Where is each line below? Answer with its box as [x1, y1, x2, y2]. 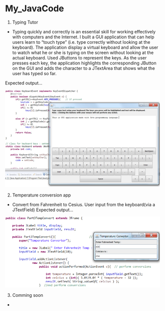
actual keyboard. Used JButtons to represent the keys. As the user [12, 55, 147, 60]
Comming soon [12, 292, 43, 298]
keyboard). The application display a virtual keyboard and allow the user [12, 44, 159, 50]
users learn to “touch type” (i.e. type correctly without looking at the [12, 39, 151, 45]
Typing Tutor [12, 19, 38, 25]
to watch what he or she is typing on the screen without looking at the [12, 50, 154, 56]
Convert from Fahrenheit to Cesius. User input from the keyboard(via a [12, 202, 156, 208]
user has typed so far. [12, 70, 57, 76]
